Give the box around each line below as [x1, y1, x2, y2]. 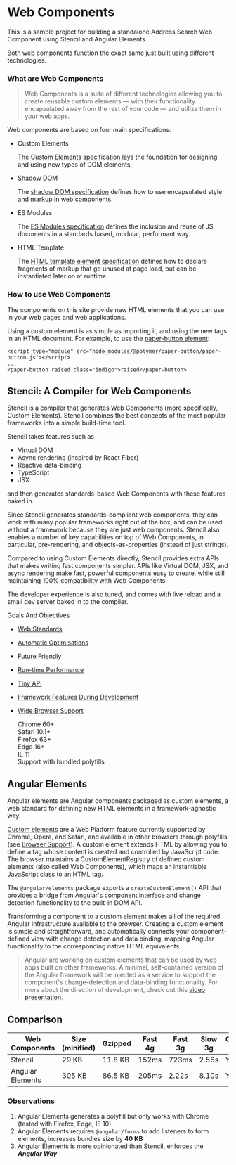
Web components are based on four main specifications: [7, 126, 171, 134]
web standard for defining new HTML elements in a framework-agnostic [7, 804, 216, 813]
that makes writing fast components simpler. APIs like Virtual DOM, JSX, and [7, 562, 228, 570]
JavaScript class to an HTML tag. [7, 870, 104, 879]
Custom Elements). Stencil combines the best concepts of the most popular [7, 411, 226, 420]
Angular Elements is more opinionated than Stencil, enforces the [17, 1142, 204, 1150]
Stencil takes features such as [7, 432, 95, 441]
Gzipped [102, 1038, 131, 1048]
